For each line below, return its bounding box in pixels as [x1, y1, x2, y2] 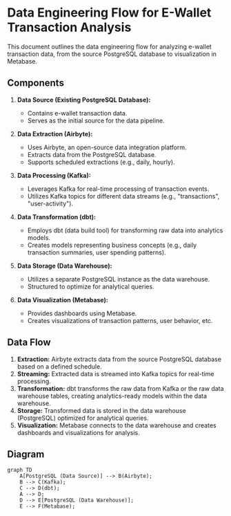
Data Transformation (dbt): [17, 212, 97, 221]
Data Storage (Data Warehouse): [17, 261, 112, 270]
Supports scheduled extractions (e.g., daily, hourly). [27, 158, 175, 166]
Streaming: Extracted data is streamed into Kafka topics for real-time [17, 369, 214, 378]
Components [7, 77, 64, 89]
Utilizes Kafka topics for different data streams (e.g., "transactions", [27, 192, 220, 200]
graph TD [7, 467, 32, 474]
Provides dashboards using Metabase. [27, 309, 137, 317]
